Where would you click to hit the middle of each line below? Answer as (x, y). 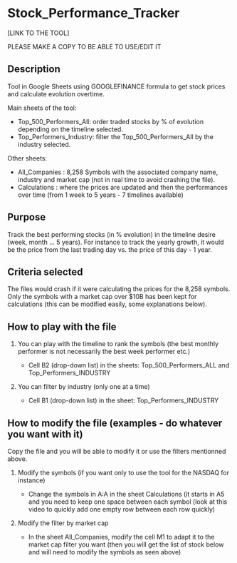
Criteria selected (45, 272)
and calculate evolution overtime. (56, 93)
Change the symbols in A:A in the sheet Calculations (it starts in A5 (126, 494)
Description (34, 69)
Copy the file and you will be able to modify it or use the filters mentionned (117, 451)
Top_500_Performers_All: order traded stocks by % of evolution (111, 121)
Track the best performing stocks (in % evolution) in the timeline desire (111, 234)
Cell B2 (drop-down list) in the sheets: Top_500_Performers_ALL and (129, 365)
